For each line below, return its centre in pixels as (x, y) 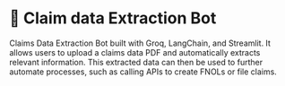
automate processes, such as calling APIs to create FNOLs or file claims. (143, 72)
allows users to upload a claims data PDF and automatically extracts (135, 52)
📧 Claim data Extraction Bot (113, 18)
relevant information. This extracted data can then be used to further (136, 62)
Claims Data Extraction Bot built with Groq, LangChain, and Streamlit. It (140, 43)
